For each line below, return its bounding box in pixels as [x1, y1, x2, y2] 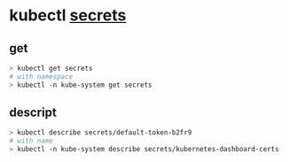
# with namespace [9, 72, 74, 81]
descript [9, 105, 58, 120]
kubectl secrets [9, 5, 127, 26]
